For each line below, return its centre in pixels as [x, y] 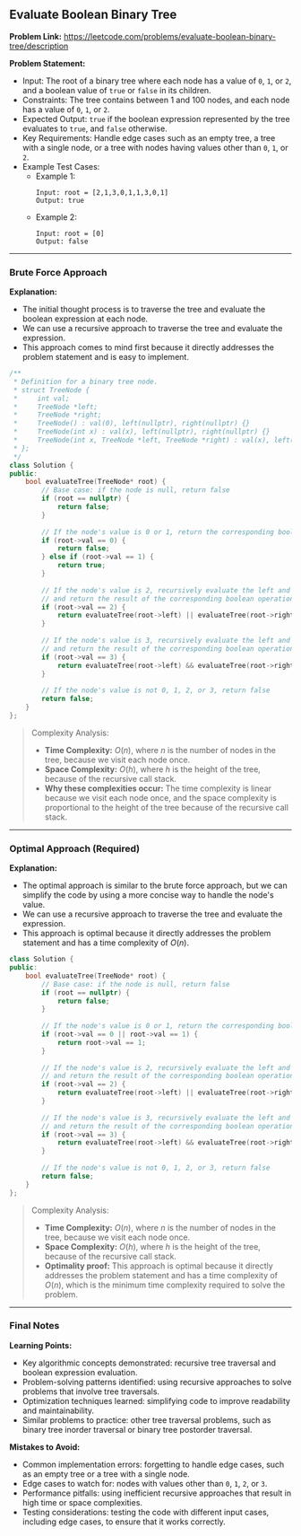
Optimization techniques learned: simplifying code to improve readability [156, 1400]
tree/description [39, 46]
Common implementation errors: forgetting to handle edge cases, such [153, 1464]
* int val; [41, 399]
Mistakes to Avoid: [45, 1447]
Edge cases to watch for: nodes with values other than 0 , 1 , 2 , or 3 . [145, 1483]
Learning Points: [41, 1345]
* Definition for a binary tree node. [86, 382]
